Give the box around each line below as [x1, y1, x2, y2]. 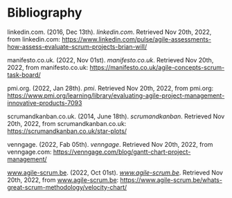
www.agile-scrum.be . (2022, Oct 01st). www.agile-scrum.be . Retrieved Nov [7, 168, 224, 177]
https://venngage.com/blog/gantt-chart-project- [53, 147, 191, 156]
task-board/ [7, 71, 42, 79]
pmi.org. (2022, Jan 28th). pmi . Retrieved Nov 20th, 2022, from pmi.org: [7, 84, 214, 92]
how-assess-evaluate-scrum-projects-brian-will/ [7, 42, 148, 51]
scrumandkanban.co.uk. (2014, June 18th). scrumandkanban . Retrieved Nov [7, 112, 225, 120]
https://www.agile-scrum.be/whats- [120, 175, 223, 184]
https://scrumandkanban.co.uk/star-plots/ [7, 127, 127, 135]
